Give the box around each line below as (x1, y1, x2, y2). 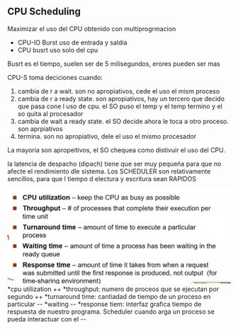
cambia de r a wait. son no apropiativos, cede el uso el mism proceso (17, 86, 220, 95)
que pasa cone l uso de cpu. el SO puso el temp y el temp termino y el (17, 102, 223, 110)
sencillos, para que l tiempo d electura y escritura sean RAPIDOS (7, 174, 197, 183)
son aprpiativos (17, 124, 63, 133)
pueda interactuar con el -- (7, 315, 86, 324)
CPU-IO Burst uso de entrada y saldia (17, 38, 127, 47)
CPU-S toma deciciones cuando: (7, 73, 103, 81)
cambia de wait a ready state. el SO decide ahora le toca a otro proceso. (17, 117, 229, 125)
